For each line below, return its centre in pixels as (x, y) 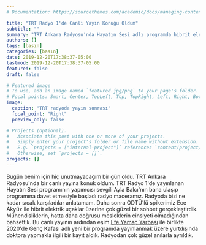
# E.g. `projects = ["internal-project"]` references (79, 148)
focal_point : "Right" (40, 114)
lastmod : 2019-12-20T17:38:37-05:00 (53, 63)
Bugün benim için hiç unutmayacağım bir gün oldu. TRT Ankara (86, 176)
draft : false (23, 74)
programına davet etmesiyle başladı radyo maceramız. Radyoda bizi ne (96, 196)
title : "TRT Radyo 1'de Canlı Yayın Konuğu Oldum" (72, 23)
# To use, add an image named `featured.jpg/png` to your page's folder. (103, 91)
